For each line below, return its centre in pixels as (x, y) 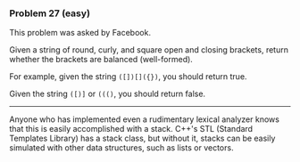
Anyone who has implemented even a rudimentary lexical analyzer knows (144, 119)
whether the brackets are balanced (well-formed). (101, 60)
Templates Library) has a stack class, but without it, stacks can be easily (142, 138)
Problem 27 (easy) (50, 13)
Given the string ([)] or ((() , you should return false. (108, 94)
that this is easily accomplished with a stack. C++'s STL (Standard (131, 129)
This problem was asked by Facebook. (80, 33)
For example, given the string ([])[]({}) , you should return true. (128, 77)
